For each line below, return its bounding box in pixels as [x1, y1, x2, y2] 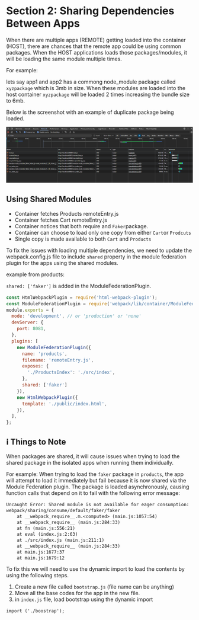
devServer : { [11, 319, 44, 325]
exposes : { [21, 363, 49, 369]
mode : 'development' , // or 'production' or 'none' [11, 313, 142, 319]
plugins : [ [11, 338, 38, 344]
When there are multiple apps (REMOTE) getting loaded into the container [6, 36, 186, 43]
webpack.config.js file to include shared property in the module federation [6, 253, 187, 260]
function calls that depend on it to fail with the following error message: [6, 490, 181, 497]
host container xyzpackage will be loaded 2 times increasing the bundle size [6, 91, 190, 98]
